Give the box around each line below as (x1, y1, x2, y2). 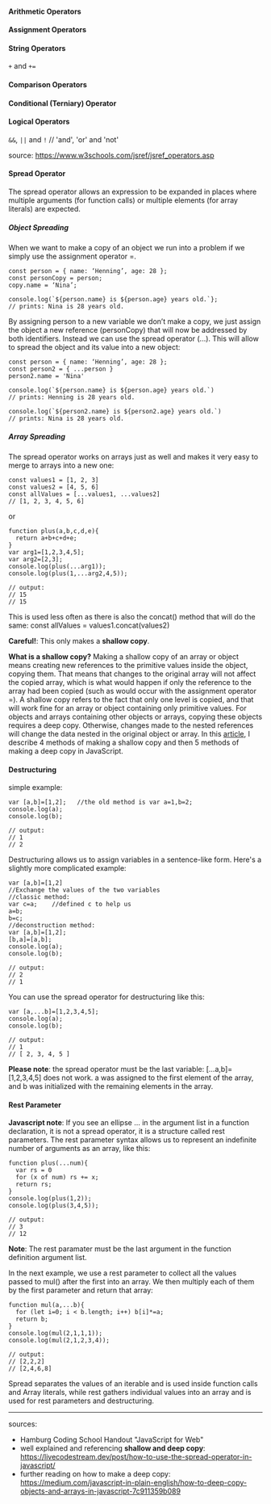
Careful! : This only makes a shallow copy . (8, 636, 150, 645)
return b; (15, 1315, 48, 1324)
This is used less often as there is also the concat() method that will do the (8, 611, 256, 621)
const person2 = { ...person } (8, 364, 114, 373)
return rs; (15, 1180, 52, 1189)
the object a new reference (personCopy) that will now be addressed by (8, 325, 248, 334)
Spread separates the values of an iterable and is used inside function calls (8, 1379, 258, 1388)
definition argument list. (8, 1253, 87, 1262)
